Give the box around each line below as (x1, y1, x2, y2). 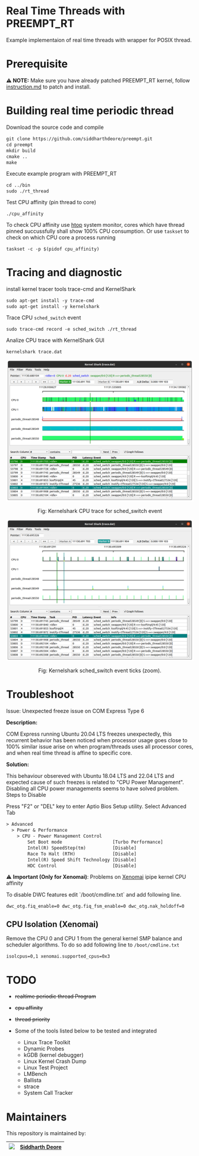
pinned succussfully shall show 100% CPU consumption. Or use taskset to (6, 227, 189, 235)
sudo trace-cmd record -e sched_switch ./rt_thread (6, 326, 137, 332)
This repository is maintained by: (6, 1130, 86, 1137)
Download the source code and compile (6, 123, 104, 131)
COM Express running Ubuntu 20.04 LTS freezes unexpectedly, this (6, 730, 172, 737)
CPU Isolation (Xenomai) (6, 919, 99, 929)
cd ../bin (6, 182, 31, 188)
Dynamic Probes (23, 1045, 64, 1052)
